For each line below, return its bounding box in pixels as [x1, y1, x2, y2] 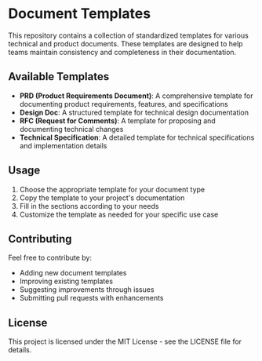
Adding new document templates [19, 268, 127, 278]
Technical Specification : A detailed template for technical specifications [19, 133, 255, 142]
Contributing [8, 232, 72, 246]
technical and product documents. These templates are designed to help [8, 38, 243, 48]
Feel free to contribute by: [8, 253, 93, 263]
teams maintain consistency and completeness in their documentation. [8, 47, 237, 57]
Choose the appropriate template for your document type [19, 184, 206, 194]
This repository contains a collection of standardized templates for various [8, 31, 249, 40]
